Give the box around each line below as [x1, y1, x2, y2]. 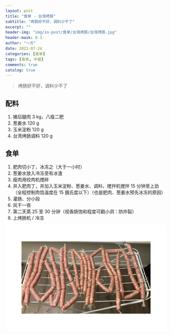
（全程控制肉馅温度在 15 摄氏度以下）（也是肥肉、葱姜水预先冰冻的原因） [12, 189, 166, 195]
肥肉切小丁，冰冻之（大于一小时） [12, 163, 85, 170]
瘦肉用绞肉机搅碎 [12, 176, 49, 182]
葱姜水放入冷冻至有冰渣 [12, 170, 62, 176]
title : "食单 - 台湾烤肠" [5, 13, 56, 19]
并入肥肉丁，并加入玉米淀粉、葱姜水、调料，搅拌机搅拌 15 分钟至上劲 [12, 183, 159, 189]
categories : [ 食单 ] [5, 51, 46, 56]
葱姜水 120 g [12, 120, 39, 126]
